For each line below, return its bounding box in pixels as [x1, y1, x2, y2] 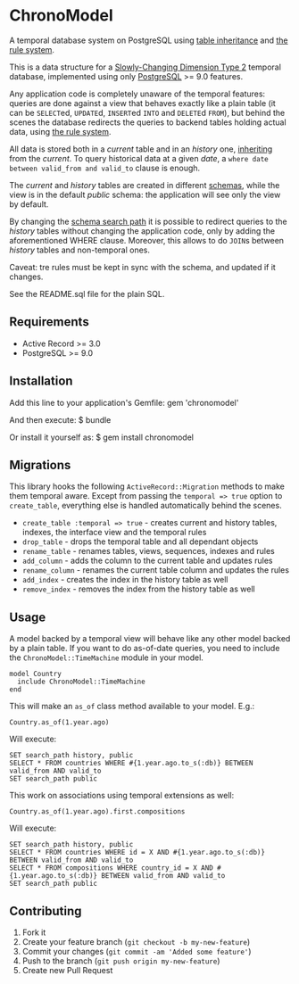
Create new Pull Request [21, 965, 113, 975]
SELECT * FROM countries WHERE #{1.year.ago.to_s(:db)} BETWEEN [9, 759, 253, 768]
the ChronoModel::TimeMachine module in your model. [9, 652, 203, 663]
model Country [9, 670, 62, 679]
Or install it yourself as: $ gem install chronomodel [9, 432, 195, 442]
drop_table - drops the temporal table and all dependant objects [21, 536, 259, 547]
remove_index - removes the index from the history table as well [21, 583, 256, 594]
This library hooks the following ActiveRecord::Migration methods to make [9, 481, 286, 492]
